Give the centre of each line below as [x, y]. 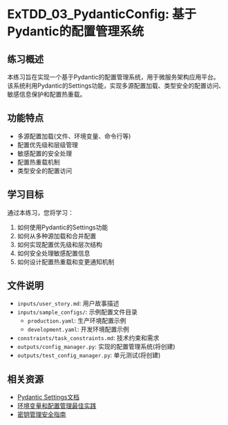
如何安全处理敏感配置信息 [54, 253]
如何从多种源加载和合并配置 [57, 236]
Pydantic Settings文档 [48, 397]
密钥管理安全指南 [41, 415]
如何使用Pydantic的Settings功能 [63, 227]
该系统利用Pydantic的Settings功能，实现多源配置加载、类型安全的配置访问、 [116, 86]
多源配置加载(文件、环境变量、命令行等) [74, 136]
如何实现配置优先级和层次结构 [59, 244]
